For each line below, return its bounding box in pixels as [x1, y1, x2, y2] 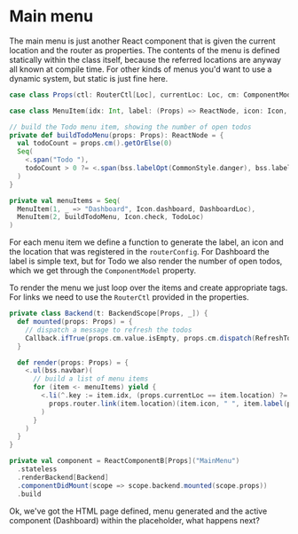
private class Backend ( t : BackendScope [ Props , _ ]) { [9, 309, 208, 318]
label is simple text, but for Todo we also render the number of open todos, [9, 255, 283, 267]
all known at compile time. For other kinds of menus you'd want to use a [9, 64, 272, 75]
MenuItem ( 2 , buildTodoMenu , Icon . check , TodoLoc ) [17, 213, 204, 222]
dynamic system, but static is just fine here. [9, 73, 169, 83]
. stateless [17, 465, 58, 474]
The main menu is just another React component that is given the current [9, 35, 277, 46]
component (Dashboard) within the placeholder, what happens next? [9, 514, 260, 525]
